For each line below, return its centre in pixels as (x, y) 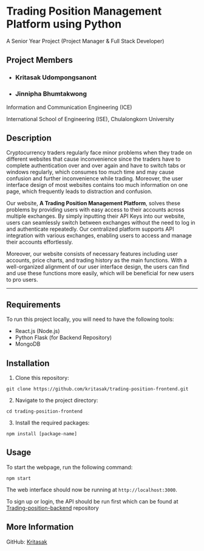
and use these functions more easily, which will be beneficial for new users (100, 273)
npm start (19, 478)
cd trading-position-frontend (45, 411)
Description (29, 138)
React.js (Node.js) (37, 331)
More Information (40, 527)
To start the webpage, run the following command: (70, 467)
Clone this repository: (42, 377)
